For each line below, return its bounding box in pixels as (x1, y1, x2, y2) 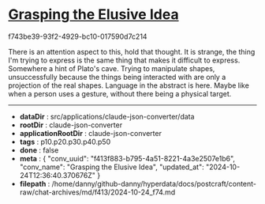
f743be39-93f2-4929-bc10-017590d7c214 (8, 32, 147, 41)
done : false (19, 145, 59, 155)
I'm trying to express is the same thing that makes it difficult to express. (8, 55, 241, 65)
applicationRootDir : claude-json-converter (19, 128, 162, 138)
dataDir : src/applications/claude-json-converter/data (19, 111, 195, 121)
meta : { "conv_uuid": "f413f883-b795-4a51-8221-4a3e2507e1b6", (19, 153, 235, 163)
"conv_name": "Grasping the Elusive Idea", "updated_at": (19, 162, 204, 172)
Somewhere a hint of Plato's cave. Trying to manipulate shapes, (8, 63, 215, 73)
